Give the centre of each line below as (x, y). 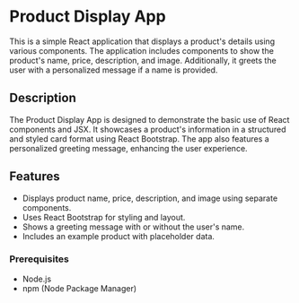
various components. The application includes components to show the (141, 50)
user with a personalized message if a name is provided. (114, 70)
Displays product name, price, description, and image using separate (150, 198)
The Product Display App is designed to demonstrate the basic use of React (149, 119)
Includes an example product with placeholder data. (119, 236)
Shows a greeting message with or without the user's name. (133, 227)
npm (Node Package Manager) (79, 288)
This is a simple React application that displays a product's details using (142, 41)
